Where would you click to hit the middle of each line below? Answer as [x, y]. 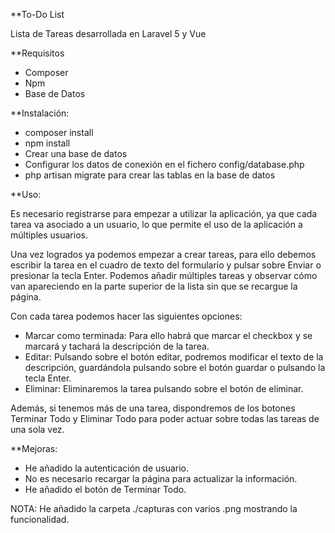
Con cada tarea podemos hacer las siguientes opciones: [126, 316]
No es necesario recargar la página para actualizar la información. [161, 478]
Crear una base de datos [76, 153]
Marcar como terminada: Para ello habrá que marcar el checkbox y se [168, 335]
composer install [59, 132]
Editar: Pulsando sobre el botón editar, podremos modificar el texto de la [174, 357]
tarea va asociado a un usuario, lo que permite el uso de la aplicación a [156, 224]
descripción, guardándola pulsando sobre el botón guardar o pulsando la [175, 367]
